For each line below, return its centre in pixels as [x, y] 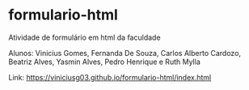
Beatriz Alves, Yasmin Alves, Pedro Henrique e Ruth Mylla [104, 62]
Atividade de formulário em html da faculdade [84, 37]
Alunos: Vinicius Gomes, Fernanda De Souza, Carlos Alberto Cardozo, [124, 53]
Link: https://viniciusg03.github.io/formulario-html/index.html [110, 77]
